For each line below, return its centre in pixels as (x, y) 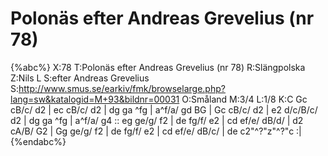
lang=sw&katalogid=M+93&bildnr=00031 (95, 99)
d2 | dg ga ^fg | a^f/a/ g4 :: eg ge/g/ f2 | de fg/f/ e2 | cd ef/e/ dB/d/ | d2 (157, 120)
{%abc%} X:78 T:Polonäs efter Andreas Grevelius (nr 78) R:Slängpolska (158, 67)
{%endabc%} (38, 141)
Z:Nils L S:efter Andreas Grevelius (80, 78)
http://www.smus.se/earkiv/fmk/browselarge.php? (122, 88)
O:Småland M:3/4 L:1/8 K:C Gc (244, 99)
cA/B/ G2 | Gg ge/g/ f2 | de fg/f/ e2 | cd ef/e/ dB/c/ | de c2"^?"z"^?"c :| (156, 131)
